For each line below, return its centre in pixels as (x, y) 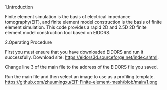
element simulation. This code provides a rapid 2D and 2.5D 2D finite (76, 27)
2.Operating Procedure (29, 42)
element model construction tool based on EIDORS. (58, 33)
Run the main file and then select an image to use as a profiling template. (80, 77)
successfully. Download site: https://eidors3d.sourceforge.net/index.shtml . (82, 57)
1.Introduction (19, 7)
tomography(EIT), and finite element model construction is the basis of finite (84, 22)
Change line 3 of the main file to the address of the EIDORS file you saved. (82, 67)
